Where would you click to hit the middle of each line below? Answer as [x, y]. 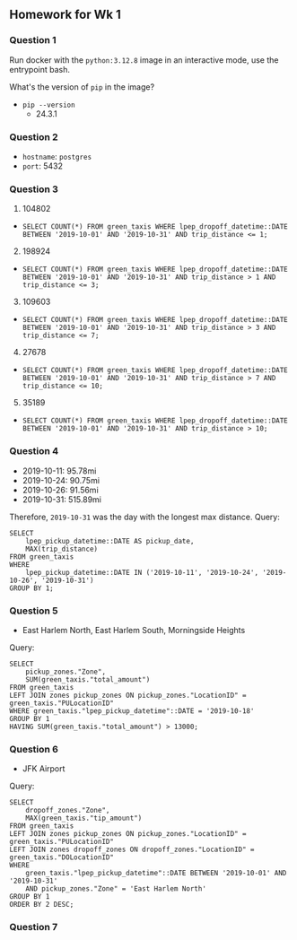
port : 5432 [42, 166]
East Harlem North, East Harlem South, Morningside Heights [134, 630]
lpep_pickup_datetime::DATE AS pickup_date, [110, 541]
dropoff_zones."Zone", [68, 811]
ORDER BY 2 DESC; [42, 905]
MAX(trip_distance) [62, 549]
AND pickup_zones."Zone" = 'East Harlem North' [116, 889]
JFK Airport [44, 769]
